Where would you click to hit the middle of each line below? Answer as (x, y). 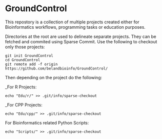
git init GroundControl (29, 56)
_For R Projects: (21, 87)
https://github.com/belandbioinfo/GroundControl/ (57, 69)
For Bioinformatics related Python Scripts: (47, 122)
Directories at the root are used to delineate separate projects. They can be (81, 36)
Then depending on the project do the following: (54, 77)
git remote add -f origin (31, 64)
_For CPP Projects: (24, 104)
